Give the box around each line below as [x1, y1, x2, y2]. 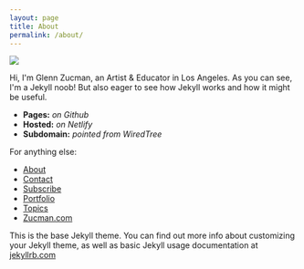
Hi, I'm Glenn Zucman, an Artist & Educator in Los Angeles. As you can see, [9, 72, 293, 83]
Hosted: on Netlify [22, 119, 93, 130]
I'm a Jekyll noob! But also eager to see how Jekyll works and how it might [9, 82, 290, 93]
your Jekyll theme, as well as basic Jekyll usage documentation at [9, 240, 258, 251]
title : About [9, 22, 59, 31]
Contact [22, 174, 53, 185]
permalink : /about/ [9, 30, 84, 39]
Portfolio [22, 193, 56, 204]
